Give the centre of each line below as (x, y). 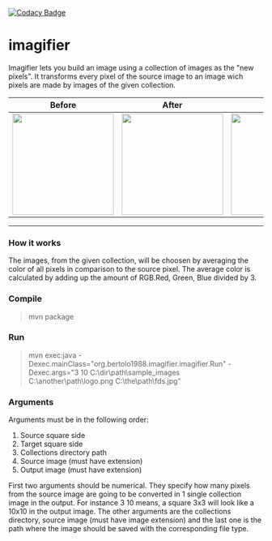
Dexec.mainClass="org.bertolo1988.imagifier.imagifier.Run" (127, 363)
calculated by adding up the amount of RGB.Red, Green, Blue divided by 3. (133, 278)
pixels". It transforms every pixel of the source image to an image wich (126, 76)
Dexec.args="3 (53, 372)
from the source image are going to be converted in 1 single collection (125, 494)
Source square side (53, 436)
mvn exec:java (52, 355)
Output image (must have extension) (81, 470)
